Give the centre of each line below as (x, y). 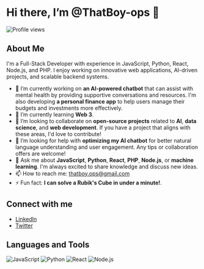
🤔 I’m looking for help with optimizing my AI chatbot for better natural (103, 140)
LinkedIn (26, 219)
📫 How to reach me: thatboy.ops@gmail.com (72, 173)
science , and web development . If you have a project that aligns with (103, 127)
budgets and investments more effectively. (69, 108)
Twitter (24, 225)
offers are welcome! (40, 153)
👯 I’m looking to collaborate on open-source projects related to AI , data (106, 121)
